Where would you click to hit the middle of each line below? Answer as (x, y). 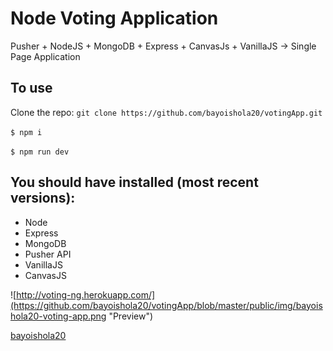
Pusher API (48, 254)
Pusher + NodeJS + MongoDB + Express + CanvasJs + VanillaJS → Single (163, 46)
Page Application (45, 56)
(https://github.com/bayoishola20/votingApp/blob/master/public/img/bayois (166, 305)
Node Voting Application (114, 18)
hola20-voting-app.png (58, 316)
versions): (43, 198)
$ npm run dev (40, 152)
